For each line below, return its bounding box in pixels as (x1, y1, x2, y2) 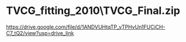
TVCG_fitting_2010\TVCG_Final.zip (6, 4, 180, 17)
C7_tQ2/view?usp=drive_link (6, 29, 74, 36)
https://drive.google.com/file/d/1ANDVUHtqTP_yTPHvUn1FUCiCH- (6, 23, 166, 30)
